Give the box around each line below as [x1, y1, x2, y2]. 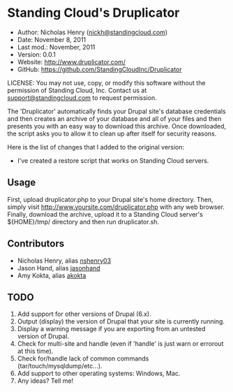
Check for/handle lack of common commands [17, 354, 149, 363]
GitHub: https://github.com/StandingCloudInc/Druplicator [17, 65, 183, 73]
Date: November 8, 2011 [17, 35, 87, 43]
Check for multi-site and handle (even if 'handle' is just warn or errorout [17, 340, 224, 348]
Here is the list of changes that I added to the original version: [7, 143, 185, 151]
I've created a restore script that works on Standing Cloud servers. [17, 156, 209, 165]
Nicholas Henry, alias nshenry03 [17, 256, 112, 265]
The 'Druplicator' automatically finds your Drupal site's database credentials [7, 107, 226, 115]
